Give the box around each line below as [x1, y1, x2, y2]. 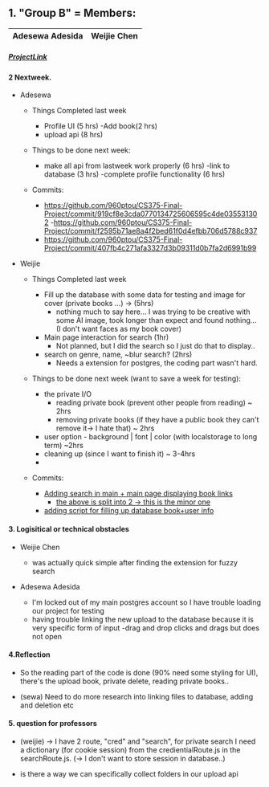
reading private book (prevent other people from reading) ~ [55, 398, 253, 408]
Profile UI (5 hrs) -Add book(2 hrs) [43, 121, 158, 131]
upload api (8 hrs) [43, 130, 104, 140]
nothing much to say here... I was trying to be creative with [55, 307, 251, 316]
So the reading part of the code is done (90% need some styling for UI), [19, 667, 259, 677]
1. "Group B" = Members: [8, 6, 137, 20]
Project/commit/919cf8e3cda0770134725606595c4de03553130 [43, 209, 258, 219]
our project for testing [31, 606, 104, 615]
